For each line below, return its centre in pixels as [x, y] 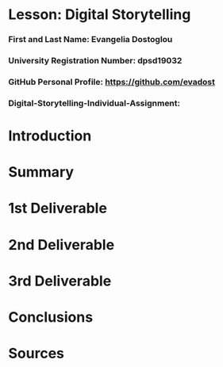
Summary [41, 172]
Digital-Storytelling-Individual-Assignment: [94, 103]
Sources [37, 354]
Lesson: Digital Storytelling [100, 15]
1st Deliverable [58, 208]
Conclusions [51, 317]
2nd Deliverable [62, 245]
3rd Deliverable [60, 281]
